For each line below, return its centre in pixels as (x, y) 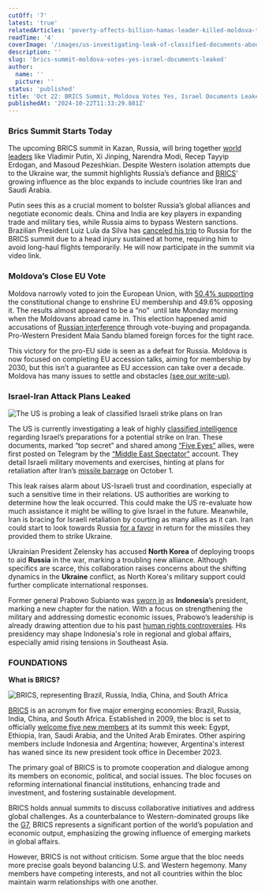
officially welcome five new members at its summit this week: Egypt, (119, 728)
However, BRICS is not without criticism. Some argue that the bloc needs (126, 857)
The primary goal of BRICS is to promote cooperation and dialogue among (129, 768)
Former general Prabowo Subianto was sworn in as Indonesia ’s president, (128, 600)
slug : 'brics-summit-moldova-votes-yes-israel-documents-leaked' (118, 60)
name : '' (30, 74)
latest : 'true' (33, 23)
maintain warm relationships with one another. (83, 882)
